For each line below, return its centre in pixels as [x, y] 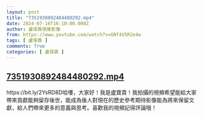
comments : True [26, 47]
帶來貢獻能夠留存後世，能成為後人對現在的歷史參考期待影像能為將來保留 [98, 100]
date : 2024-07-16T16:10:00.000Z [48, 23]
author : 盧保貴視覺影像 [33, 29]
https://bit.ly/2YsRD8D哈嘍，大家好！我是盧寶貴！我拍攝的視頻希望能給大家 [102, 92]
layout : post [23, 12]
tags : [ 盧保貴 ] [27, 40]
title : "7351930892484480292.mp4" [51, 18]
